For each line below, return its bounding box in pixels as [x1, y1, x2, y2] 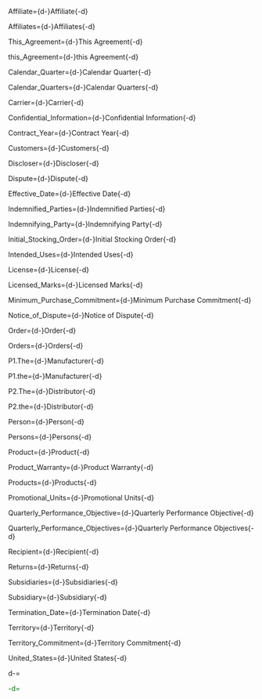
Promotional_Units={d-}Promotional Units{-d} [8, 493, 155, 502]
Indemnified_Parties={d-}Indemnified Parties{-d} [8, 204, 166, 213]
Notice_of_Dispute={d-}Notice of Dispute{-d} [8, 311, 154, 320]
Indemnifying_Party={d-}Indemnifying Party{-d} [8, 220, 163, 228]
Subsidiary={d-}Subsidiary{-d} [8, 592, 108, 602]
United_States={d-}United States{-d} [8, 653, 127, 662]
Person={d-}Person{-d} [8, 417, 84, 426]
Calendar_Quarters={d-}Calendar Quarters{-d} [8, 82, 159, 92]
